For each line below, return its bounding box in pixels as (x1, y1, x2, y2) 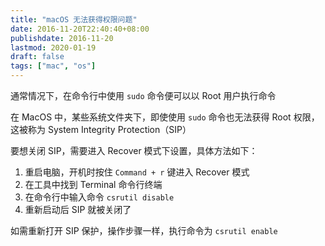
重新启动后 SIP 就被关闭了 (24, 204, 132, 215)
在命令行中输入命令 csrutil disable (24, 191, 175, 203)
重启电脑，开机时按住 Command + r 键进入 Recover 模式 (24, 166, 250, 178)
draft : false (10, 52, 65, 62)
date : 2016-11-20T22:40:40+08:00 (10, 24, 150, 34)
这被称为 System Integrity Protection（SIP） (10, 124, 192, 135)
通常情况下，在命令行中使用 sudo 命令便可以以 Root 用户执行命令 (10, 90, 277, 101)
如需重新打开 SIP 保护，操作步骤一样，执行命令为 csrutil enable (10, 225, 278, 236)
